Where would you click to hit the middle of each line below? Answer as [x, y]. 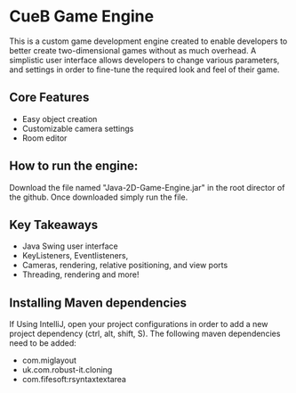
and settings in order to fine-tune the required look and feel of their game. [144, 70]
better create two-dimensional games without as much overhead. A [133, 50]
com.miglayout [49, 360]
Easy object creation [60, 119]
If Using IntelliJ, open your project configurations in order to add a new [139, 324]
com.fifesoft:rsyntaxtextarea [74, 380]
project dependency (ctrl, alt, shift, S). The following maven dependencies [145, 334]
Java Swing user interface [70, 246]
